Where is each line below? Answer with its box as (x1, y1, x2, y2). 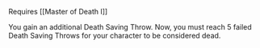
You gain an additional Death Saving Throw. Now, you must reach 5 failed (8, 22, 252, 31)
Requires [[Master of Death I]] (8, 7, 108, 16)
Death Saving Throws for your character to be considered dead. (8, 31, 221, 40)
